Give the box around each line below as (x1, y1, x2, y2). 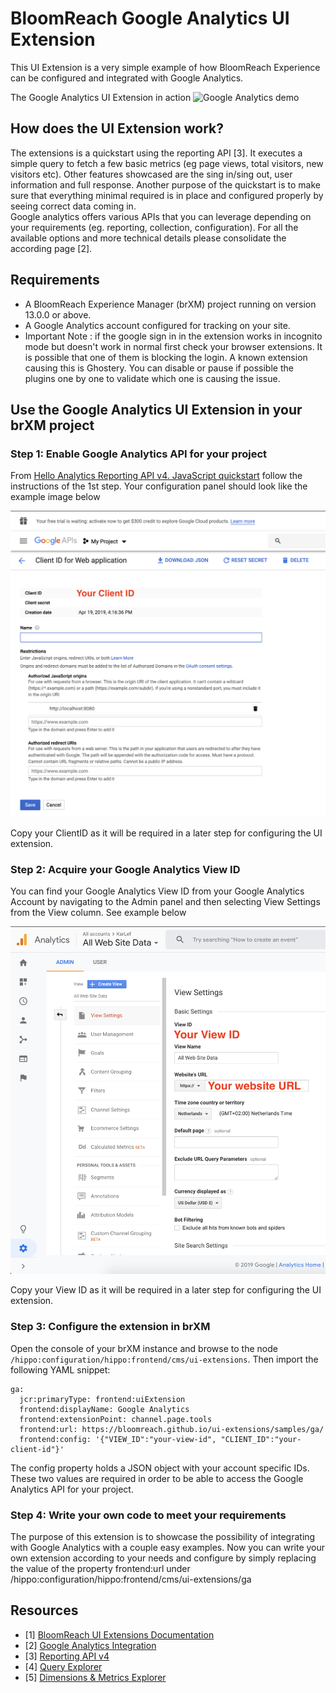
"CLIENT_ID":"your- (220, 1434, 302, 1444)
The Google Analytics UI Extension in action (10, 91, 192, 103)
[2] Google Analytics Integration (24, 1639, 157, 1651)
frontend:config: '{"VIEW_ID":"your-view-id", (19, 1434, 217, 1444)
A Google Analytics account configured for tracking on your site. (24, 319, 291, 331)
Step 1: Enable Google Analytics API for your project (10, 447, 268, 461)
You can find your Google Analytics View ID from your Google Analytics (10, 885, 305, 897)
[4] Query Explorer (24, 1660, 103, 1672)
